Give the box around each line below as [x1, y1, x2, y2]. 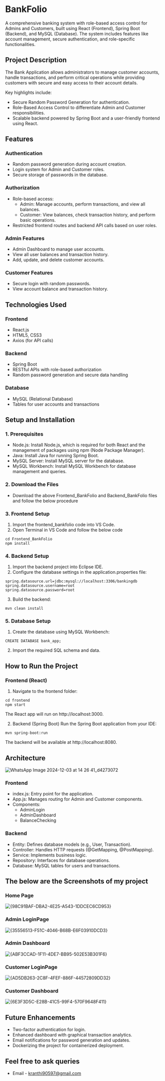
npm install [5, 541, 30, 546]
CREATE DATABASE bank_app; [5, 639, 61, 644]
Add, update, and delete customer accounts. [12, 257, 104, 263]
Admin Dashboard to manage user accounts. [12, 246, 105, 252]
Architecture [5, 754, 46, 762]
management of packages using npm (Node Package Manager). [12, 447, 145, 453]
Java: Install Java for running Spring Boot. [12, 453, 99, 459]
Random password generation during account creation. [12, 161, 126, 167]
